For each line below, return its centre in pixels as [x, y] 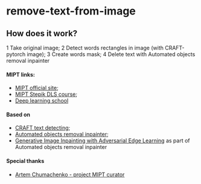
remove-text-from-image [71, 11]
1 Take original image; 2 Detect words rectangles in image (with [85, 48]
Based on [18, 114]
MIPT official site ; [37, 88]
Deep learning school [42, 101]
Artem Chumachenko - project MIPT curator [70, 174]
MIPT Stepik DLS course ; [46, 94]
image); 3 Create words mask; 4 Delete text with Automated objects [111, 54]
